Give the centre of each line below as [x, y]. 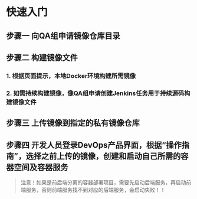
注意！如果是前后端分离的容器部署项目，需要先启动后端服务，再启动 [103, 182]
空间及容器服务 [41, 167]
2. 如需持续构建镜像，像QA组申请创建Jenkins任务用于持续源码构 [98, 93]
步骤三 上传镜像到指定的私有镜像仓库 [73, 123]
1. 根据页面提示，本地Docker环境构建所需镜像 [71, 76]
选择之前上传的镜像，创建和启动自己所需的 [103, 156]
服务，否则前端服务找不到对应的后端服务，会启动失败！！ [96, 190]
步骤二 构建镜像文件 [42, 58]
